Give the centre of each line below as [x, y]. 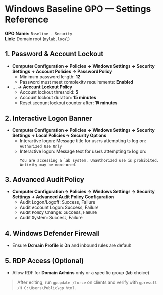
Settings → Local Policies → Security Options [59, 135]
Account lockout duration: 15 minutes [58, 97]
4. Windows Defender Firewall [52, 233]
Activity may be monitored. [48, 165]
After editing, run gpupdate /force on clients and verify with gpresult [87, 282]
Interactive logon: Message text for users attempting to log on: [83, 151]
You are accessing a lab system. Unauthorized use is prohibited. [89, 160]
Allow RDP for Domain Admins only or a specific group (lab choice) [81, 273]
